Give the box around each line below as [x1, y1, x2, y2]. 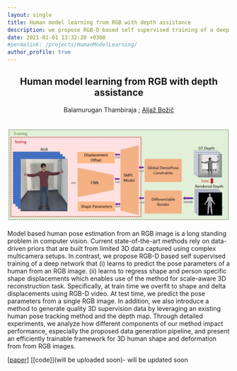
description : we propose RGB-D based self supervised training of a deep [7, 26, 230, 33]
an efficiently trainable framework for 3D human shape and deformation [7, 334, 217, 343]
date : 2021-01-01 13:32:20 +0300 [7, 34, 106, 41]
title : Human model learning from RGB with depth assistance [7, 18, 192, 26]
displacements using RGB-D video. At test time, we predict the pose [7, 290, 205, 298]
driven [7, 245, 26, 253]
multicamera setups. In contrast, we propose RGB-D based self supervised [7, 252, 226, 261]
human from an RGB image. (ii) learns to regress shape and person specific [7, 267, 227, 276]
